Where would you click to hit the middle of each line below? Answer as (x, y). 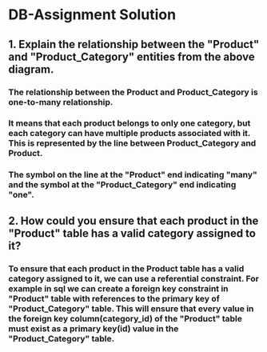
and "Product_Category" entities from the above (132, 56)
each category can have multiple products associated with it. (130, 134)
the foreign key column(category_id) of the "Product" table (125, 318)
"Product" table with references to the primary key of (114, 298)
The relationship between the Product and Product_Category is (133, 92)
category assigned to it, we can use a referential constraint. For (134, 278)
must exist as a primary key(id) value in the (94, 328)
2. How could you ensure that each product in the (133, 220)
